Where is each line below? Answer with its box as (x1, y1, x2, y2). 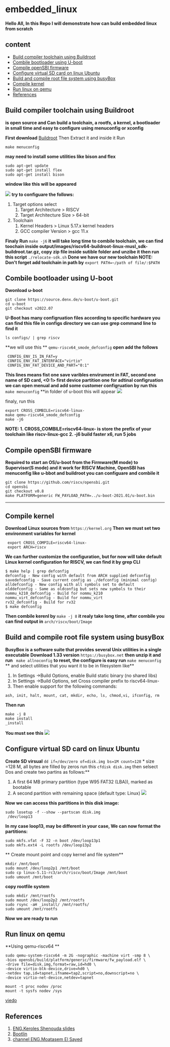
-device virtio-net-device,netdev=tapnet (5, 975, 94, 980)
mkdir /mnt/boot (5, 861, 39, 866)
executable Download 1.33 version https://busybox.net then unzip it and (5, 652, 161, 658)
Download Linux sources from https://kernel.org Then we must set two (5, 525, 160, 531)
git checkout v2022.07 (5, 306, 53, 311)
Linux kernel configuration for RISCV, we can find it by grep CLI (5, 559, 141, 565)
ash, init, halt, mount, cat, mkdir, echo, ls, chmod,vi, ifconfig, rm (5, 693, 159, 698)
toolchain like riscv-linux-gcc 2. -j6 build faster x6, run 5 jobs (5, 431, 137, 437)
